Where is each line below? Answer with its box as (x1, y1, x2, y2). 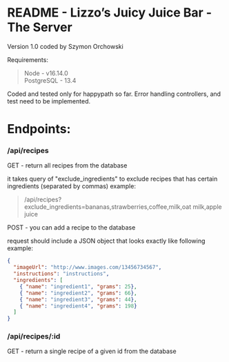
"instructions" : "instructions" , (13, 270, 110, 277)
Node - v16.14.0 (23, 69, 69, 77)
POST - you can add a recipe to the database (7, 223, 136, 232)
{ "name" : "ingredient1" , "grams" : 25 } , (19, 283, 137, 290)
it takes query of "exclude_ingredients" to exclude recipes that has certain (7, 174, 218, 183)
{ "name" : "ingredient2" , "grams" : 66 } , (19, 290, 137, 296)
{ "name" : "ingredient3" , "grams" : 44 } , (19, 296, 137, 303)
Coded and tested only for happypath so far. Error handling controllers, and (7, 90, 221, 98)
